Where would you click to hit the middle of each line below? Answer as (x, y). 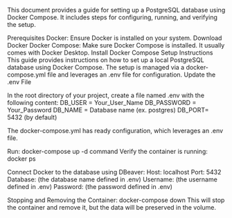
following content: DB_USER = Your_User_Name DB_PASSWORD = (102, 102)
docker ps (21, 159)
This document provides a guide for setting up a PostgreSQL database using (116, 10)
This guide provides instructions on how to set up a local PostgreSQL (106, 60)
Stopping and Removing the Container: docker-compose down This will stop (116, 200)
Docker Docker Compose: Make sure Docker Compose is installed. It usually (116, 45)
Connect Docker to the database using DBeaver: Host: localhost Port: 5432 (114, 172)
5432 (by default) (32, 117)
